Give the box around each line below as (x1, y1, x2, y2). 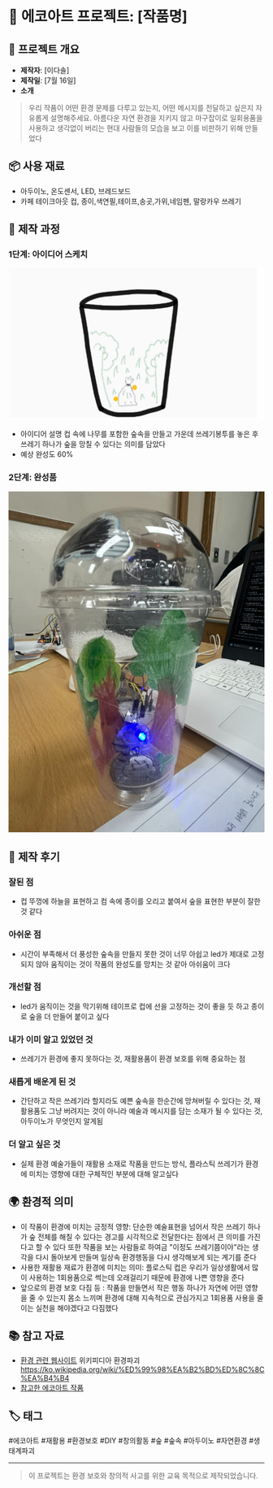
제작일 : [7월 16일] (19, 76, 76, 85)
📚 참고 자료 (8, 1329, 65, 1343)
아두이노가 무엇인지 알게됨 (19, 1117, 104, 1126)
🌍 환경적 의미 (8, 1195, 74, 1209)
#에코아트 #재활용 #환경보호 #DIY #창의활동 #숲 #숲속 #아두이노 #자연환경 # (8, 1436, 254, 1446)
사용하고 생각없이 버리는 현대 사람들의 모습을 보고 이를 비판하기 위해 (28, 124, 244, 132)
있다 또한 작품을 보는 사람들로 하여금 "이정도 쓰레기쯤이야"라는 (52, 1242, 250, 1252)
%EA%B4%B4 (19, 1373, 70, 1383)
